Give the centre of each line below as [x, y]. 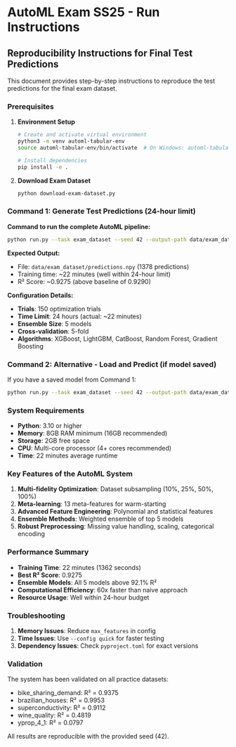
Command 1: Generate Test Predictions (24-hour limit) [101, 212]
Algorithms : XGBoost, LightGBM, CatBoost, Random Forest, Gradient [117, 339]
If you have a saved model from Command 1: [72, 379]
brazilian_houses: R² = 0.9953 [61, 701]
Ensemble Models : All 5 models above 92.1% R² [87, 582]
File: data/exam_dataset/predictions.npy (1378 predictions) [103, 266]
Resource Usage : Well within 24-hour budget [83, 597]
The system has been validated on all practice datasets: [88, 680]
